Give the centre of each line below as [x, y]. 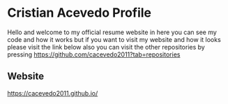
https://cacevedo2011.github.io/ [53, 93]
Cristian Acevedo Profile [79, 13]
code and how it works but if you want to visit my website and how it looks [114, 39]
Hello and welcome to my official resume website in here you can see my [112, 32]
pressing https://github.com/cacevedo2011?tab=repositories [94, 54]
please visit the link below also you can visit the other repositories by [106, 47]
